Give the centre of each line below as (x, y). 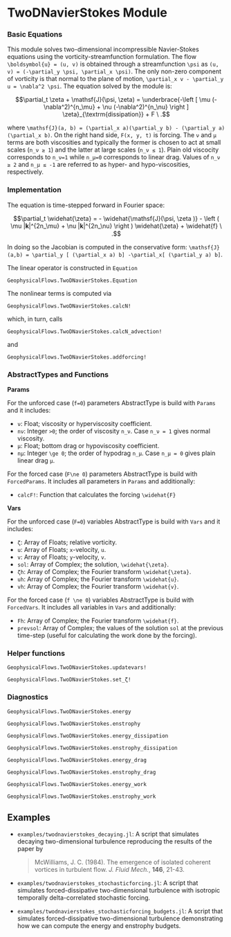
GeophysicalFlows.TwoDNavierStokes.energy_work (77, 784)
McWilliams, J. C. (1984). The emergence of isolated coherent (122, 862)
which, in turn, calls (35, 319)
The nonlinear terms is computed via (59, 293)
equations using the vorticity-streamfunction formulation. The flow (102, 57)
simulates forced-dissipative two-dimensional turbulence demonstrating (120, 918)
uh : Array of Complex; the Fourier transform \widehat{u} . (98, 579)
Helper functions (36, 653)
